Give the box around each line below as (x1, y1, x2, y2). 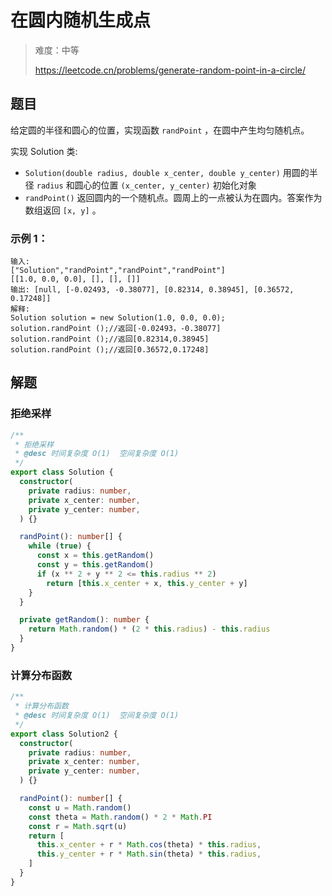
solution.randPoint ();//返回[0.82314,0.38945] (10, 334, 210, 345)
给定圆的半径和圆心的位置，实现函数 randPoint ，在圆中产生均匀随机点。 (10, 124, 310, 136)
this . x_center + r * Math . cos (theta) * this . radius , (36, 840, 262, 850)
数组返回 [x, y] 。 (24, 204, 102, 216)
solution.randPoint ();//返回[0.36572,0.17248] (10, 345, 210, 355)
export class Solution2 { (10, 729, 118, 739)
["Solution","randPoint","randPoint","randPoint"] (10, 266, 226, 276)
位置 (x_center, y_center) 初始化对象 (100, 179, 257, 191)
